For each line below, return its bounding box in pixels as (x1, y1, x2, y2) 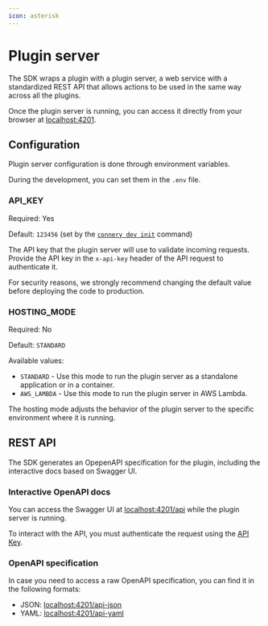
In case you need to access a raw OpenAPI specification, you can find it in (8, 576, 255, 586)
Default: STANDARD (8, 340, 66, 349)
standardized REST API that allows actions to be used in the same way (8, 81, 241, 91)
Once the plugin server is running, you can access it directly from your (8, 106, 242, 115)
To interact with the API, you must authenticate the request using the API (8, 529, 249, 539)
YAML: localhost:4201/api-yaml (19, 608, 125, 618)
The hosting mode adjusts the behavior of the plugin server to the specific (8, 404, 255, 414)
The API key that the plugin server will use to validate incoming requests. (8, 244, 249, 254)
